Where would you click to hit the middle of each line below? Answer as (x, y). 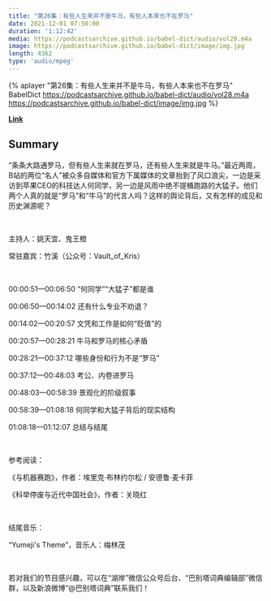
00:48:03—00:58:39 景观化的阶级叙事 (72, 392)
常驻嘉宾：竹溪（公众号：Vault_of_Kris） (76, 256)
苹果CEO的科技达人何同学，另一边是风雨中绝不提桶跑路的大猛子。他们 (140, 185)
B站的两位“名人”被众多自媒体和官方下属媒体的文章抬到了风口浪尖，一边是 (131, 175)
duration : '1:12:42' (43, 31)
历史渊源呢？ (30, 205)
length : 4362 (30, 54)
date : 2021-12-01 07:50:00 (54, 24)
